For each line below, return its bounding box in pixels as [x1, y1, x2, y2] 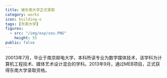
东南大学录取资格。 [9, 67, 49, 73]
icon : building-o [5, 17, 42, 22]
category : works [5, 12, 39, 17]
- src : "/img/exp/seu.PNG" [10, 31, 67, 36]
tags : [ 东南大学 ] [5, 21, 39, 27]
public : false [5, 40, 35, 45]
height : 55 [14, 36, 37, 41]
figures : [5, 26, 24, 31]
